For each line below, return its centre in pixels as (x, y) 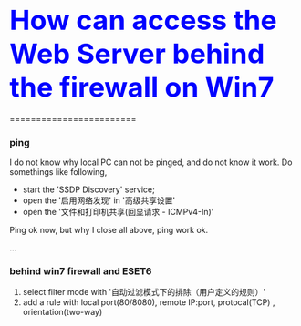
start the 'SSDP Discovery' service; (88, 189)
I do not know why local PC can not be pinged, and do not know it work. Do (151, 162)
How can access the (143, 20)
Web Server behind (137, 54)
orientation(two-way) (62, 312)
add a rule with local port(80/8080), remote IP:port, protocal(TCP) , (149, 302)
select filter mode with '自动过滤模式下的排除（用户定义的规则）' (144, 292)
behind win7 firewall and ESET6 (81, 271)
